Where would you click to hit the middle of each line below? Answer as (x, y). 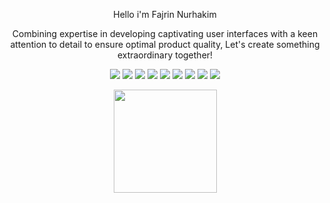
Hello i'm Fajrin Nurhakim (165, 14)
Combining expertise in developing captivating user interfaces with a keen (165, 33)
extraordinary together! (165, 55)
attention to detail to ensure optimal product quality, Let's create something (165, 44)
